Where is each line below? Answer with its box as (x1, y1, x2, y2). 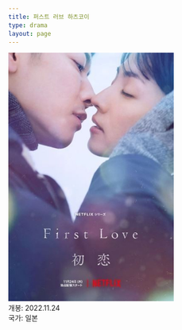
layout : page (8, 29, 52, 37)
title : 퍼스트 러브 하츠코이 (8, 13, 90, 21)
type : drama (8, 21, 48, 29)
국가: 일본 (8, 313, 38, 323)
